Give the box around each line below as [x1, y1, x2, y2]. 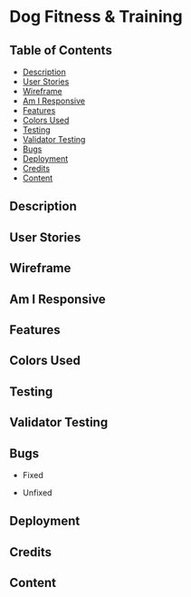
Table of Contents [9, 43, 113, 58]
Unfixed [22, 487, 53, 498]
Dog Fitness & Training [9, 6, 183, 27]
